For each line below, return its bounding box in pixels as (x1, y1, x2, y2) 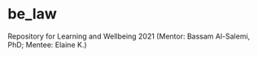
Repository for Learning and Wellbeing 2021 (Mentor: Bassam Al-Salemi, (7, 31, 251, 41)
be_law (7, 5, 58, 23)
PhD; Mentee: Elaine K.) (7, 39, 87, 49)
